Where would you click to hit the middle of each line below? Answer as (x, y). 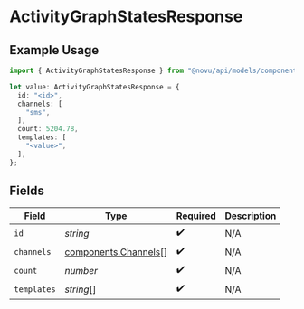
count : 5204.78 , (48, 129)
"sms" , (38, 112)
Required (196, 216)
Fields (27, 191)
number (81, 270)
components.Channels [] (116, 252)
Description (251, 216)
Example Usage (54, 50)
